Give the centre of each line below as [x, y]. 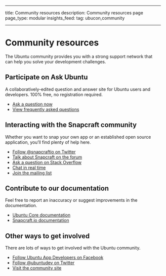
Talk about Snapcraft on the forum [47, 157]
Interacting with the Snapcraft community [71, 125]
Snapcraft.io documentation [41, 221]
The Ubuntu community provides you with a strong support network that [79, 56]
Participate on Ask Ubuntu [46, 77]
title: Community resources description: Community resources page [74, 13]
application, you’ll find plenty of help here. [48, 142]
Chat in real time [29, 167]
